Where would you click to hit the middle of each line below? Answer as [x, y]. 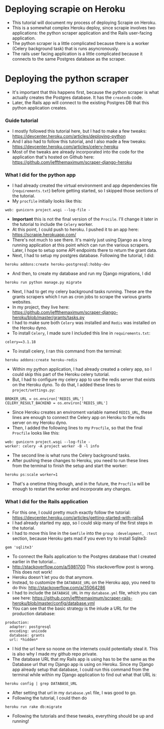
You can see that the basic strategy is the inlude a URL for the [74, 608]
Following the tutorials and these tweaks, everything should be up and [83, 716]
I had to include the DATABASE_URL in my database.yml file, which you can [84, 593]
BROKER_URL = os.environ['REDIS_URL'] [44, 399]
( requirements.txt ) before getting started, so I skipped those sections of [85, 191]
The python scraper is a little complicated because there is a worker [81, 43]
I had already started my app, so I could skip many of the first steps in [82, 523]
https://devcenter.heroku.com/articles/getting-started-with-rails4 [78, 517]
